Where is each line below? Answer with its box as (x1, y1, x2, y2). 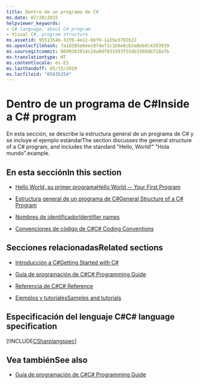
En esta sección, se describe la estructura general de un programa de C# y (6, 130, 194, 137)
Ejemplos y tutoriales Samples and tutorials (15, 294, 122, 301)
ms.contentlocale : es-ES (6, 60, 69, 66)
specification (6, 321, 58, 332)
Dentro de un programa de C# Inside (6, 97, 190, 111)
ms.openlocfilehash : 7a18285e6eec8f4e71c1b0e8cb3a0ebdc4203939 (6, 43, 170, 49)
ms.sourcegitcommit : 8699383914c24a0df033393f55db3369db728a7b (6, 49, 170, 55)
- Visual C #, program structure (6, 32, 88, 38)
